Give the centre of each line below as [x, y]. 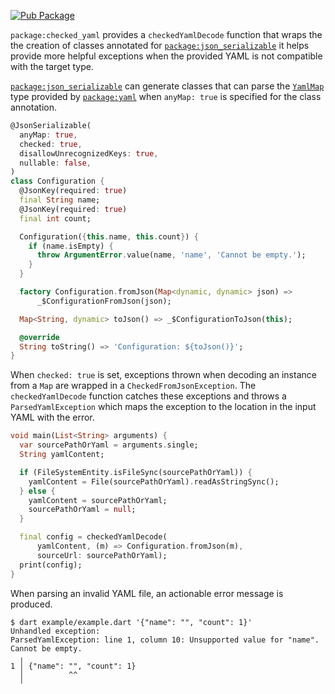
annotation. [33, 107]
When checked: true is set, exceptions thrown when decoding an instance [163, 375]
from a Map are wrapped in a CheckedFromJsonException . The [133, 386]
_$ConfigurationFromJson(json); [104, 301]
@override [39, 337]
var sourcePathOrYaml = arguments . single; [109, 445]
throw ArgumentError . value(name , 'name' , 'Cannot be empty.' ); [171, 255]
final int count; [55, 218]
